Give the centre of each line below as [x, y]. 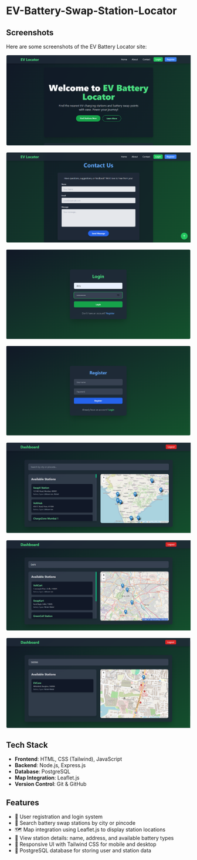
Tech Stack [27, 745]
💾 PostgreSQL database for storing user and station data [83, 851]
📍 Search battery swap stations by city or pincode [75, 823]
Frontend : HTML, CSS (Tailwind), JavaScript [68, 759]
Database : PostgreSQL [43, 772]
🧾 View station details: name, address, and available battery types [94, 838]
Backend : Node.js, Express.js [50, 765]
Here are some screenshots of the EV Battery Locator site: [77, 46]
